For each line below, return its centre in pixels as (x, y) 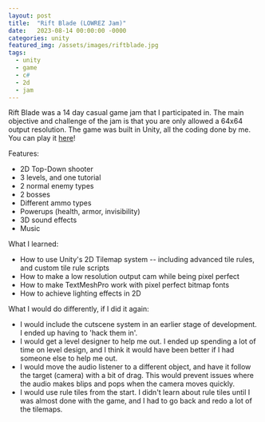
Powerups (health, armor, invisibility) (80, 212)
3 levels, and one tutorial (60, 177)
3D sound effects (48, 220)
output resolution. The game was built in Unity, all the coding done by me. (130, 129)
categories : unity (39, 38)
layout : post (30, 16)
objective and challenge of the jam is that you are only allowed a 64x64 (126, 121)
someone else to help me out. (69, 358)
